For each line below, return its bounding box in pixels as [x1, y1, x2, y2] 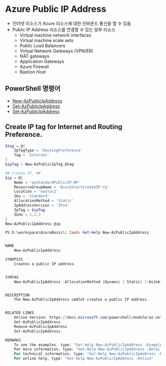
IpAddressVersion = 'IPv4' [14, 203, 70, 208]
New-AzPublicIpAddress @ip [5, 221, 61, 226]
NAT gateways [19, 53, 49, 59]
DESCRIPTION [5, 292, 30, 297]
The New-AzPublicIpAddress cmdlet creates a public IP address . [14, 297, 149, 302]
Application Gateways [19, 58, 64, 64]
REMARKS [5, 337, 21, 343]
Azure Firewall [19, 63, 49, 70]
